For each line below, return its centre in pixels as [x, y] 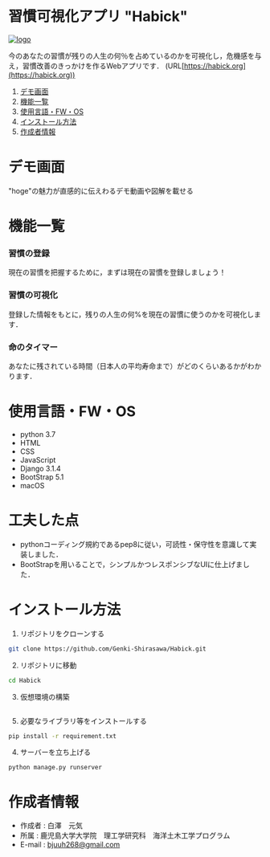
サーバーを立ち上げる [55, 753]
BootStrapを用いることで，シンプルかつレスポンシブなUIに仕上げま [131, 564]
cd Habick [25, 680]
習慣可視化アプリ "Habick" [98, 16]
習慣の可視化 [33, 296]
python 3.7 [38, 434]
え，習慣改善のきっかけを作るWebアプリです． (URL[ [96, 66]
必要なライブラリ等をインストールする [83, 720]
